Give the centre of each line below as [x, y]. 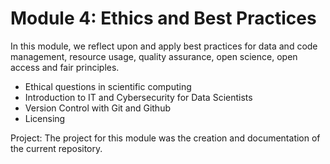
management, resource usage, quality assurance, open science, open [154, 56]
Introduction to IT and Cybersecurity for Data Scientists [138, 97]
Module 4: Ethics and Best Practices [163, 18]
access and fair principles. [65, 67]
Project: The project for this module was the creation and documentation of [165, 138]
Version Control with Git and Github [97, 108]
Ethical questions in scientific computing [108, 86]
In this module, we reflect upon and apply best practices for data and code [164, 46]
